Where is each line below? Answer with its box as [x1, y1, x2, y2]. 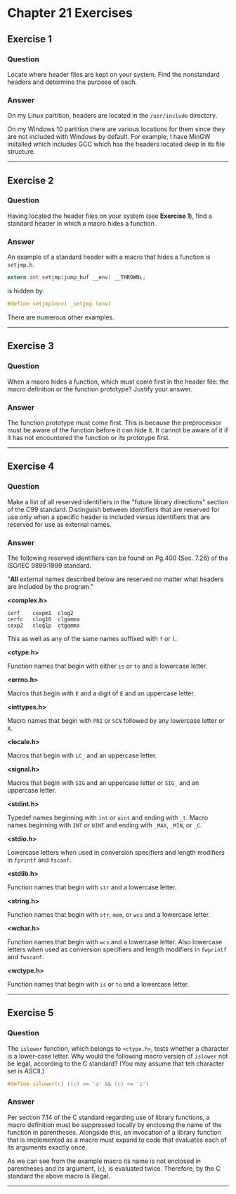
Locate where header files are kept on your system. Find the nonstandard [7, 70, 220, 78]
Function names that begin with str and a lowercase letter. [7, 883, 177, 891]
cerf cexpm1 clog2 [7, 609, 74, 616]
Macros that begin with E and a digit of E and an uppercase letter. [7, 689, 195, 697]
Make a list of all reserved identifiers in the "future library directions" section [7, 497, 228, 506]
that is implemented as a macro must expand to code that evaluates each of [7, 1135, 227, 1144]
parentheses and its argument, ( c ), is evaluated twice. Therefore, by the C [7, 1164, 221, 1172]
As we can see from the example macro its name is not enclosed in [7, 1157, 202, 1165]
